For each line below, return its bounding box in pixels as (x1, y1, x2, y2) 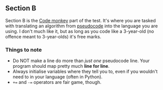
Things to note (5, 46, 42, 53)
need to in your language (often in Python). (12, 74, 103, 80)
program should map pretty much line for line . (12, 63, 110, 69)
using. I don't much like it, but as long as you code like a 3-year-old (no (5, 28, 154, 34)
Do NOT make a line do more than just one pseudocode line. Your (12, 58, 150, 64)
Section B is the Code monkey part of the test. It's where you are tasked (5, 17, 156, 23)
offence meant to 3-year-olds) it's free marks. (5, 33, 102, 39)
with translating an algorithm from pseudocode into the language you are (5, 23, 158, 29)
